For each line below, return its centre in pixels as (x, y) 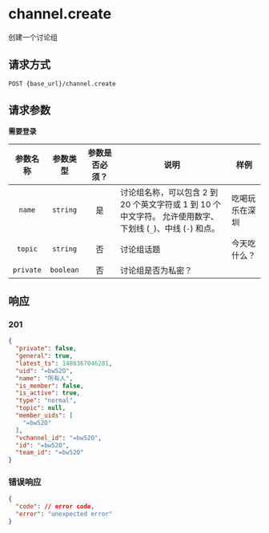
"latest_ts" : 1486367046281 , (64, 363)
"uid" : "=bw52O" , (44, 371)
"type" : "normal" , (46, 401)
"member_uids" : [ (44, 415)
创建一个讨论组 (33, 37)
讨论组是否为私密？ (156, 271)
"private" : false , (46, 349)
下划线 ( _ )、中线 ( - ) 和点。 (170, 228)
